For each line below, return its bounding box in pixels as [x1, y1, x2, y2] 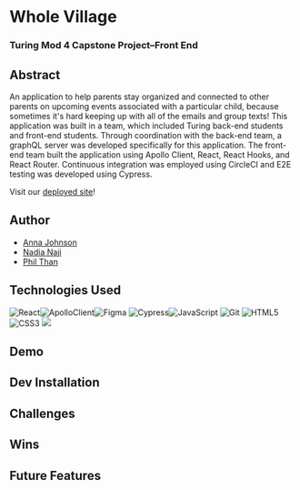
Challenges [9, 405, 75, 421]
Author [9, 212, 50, 229]
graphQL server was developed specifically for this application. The [9, 139, 264, 150]
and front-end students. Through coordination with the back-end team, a [9, 129, 282, 140]
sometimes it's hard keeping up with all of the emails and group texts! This [9, 110, 288, 121]
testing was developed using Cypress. [9, 168, 153, 179]
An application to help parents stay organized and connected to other [9, 91, 270, 102]
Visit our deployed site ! [9, 186, 95, 197]
